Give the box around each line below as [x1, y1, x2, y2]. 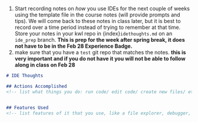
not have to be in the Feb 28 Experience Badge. [14, 42, 133, 50]
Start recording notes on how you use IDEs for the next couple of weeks [14, 5, 190, 12]
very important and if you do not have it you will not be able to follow [14, 55, 186, 62]
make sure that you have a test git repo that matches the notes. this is [14, 49, 186, 55]
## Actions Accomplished [6, 83, 67, 89]
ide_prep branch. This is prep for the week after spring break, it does [14, 37, 185, 43]
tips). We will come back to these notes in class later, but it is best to [14, 18, 181, 24]
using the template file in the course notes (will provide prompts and [14, 11, 181, 18]
